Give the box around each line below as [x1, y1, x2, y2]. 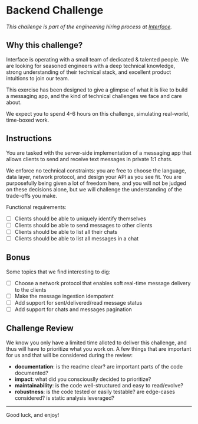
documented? [14, 369, 49, 376]
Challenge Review [6, 323, 74, 334]
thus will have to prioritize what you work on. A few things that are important [6, 345, 192, 352]
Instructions [6, 133, 52, 143]
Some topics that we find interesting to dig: [6, 268, 111, 275]
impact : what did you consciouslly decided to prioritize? [14, 376, 151, 383]
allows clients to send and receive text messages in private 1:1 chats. [6, 155, 173, 162]
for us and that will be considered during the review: [6, 351, 133, 358]
